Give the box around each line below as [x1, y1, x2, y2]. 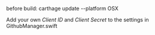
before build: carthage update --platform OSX [6, 5, 119, 12]
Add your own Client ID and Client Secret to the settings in [6, 16, 149, 23]
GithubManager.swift [6, 23, 58, 29]
